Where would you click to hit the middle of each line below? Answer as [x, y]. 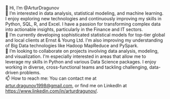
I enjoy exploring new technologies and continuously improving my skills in [83, 19]
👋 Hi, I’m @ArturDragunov [32, 8]
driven [12, 73]
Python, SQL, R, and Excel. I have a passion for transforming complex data [83, 24]
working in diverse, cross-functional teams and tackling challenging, [77, 67]
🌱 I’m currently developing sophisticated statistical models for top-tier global [85, 35]
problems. [30, 73]
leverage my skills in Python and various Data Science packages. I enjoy [81, 62]
